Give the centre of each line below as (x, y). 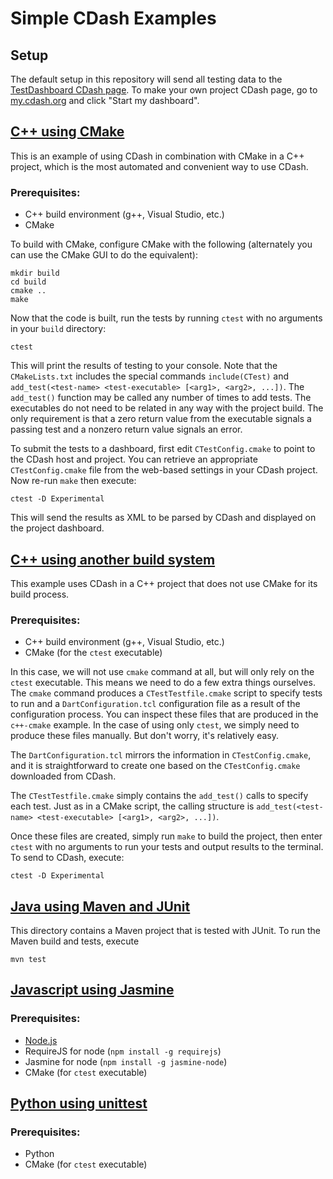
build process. (40, 594)
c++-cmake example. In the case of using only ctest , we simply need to (155, 725)
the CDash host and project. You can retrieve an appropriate (134, 459)
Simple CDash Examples (113, 18)
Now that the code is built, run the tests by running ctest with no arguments (166, 318)
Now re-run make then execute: (73, 481)
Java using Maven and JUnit (100, 906)
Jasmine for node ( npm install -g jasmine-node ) (126, 1061)
